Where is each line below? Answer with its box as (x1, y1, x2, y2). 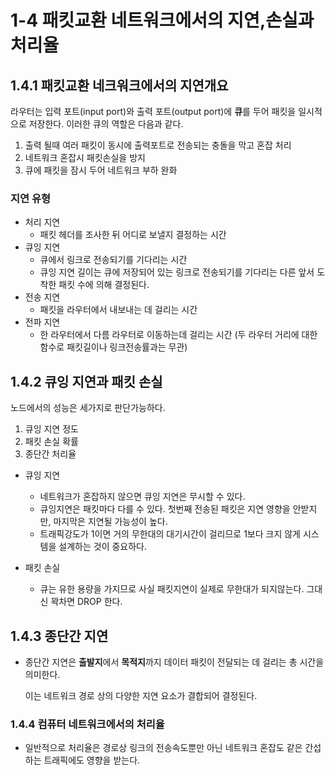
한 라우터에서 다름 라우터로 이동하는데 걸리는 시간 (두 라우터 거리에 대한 (39, 329, 318, 341)
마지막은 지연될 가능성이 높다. (53, 516, 168, 528)
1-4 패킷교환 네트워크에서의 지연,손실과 (10, 9, 315, 32)
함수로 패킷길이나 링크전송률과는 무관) (39, 341, 188, 353)
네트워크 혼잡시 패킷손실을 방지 (24, 152, 146, 163)
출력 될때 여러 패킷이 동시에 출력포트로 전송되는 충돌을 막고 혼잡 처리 (24, 139, 292, 151)
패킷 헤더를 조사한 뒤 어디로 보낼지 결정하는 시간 (39, 229, 227, 241)
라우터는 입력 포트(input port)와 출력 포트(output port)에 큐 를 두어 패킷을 (10, 106, 297, 117)
